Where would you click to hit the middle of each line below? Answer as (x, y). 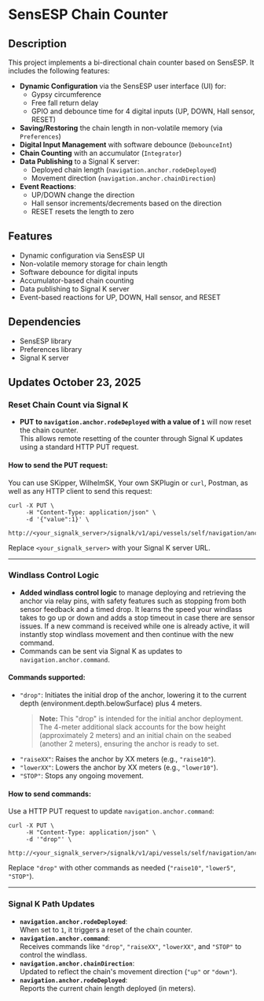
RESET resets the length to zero (82, 211)
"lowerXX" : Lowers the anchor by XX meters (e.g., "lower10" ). (119, 767)
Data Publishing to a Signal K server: (79, 161)
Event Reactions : (48, 186)
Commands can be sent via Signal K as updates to (101, 651)
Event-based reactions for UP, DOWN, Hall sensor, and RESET (120, 297)
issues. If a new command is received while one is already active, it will (134, 626)
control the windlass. (53, 955)
